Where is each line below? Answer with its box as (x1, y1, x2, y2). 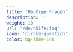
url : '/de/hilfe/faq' (6, 25, 60, 32)
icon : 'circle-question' (6, 31, 68, 37)
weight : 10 (6, 20, 34, 26)
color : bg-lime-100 (6, 36, 55, 42)
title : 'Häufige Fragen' (6, 8, 68, 15)
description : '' (6, 14, 47, 20)
